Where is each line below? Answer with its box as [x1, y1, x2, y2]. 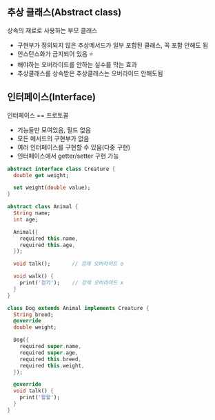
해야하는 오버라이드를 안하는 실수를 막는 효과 [17, 60, 138, 69]
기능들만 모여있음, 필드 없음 [17, 125, 92, 134]
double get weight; [13, 172, 70, 179]
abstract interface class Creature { [7, 165, 116, 172]
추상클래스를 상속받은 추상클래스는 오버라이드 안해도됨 [17, 69, 163, 77]
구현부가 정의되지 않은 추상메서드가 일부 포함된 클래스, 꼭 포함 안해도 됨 [17, 41, 209, 49]
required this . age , [19, 241, 76, 248]
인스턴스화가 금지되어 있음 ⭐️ [17, 49, 94, 57]
